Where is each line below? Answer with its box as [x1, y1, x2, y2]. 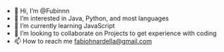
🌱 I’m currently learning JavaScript [13, 22, 115, 30]
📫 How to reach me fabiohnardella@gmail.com [13, 37, 153, 45]
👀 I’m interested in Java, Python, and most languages [13, 14, 170, 22]
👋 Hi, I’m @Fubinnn [13, 7, 70, 15]
